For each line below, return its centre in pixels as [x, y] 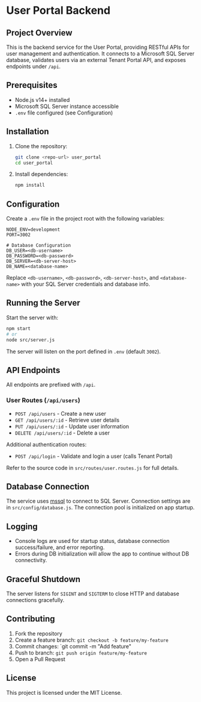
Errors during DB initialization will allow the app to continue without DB [102, 554]
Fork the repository [39, 633]
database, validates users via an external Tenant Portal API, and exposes [96, 60]
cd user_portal [34, 163]
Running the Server [43, 303]
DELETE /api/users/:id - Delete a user [62, 433]
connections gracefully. [35, 600]
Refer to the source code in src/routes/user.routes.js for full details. [92, 468]
